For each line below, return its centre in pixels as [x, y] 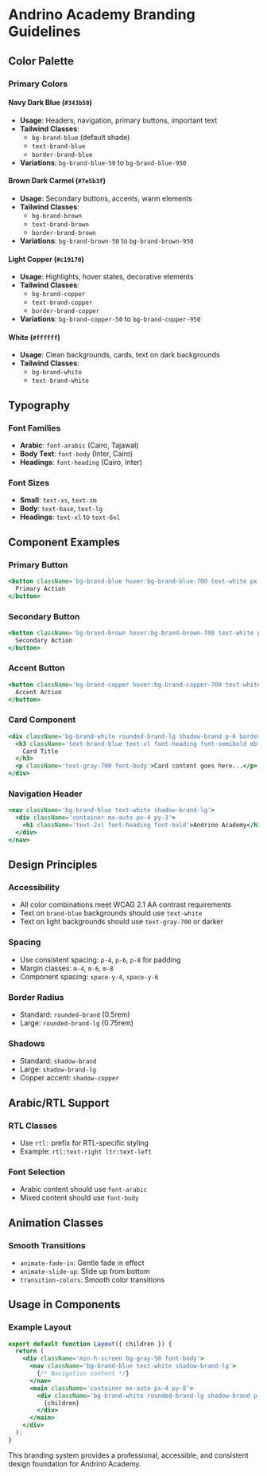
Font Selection [37, 1172]
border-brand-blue [62, 154]
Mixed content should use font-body [79, 1198]
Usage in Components [64, 1304]
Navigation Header [45, 794]
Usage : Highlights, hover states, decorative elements [106, 277]
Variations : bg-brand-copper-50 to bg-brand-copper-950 [110, 319]
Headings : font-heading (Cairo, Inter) [81, 462]
